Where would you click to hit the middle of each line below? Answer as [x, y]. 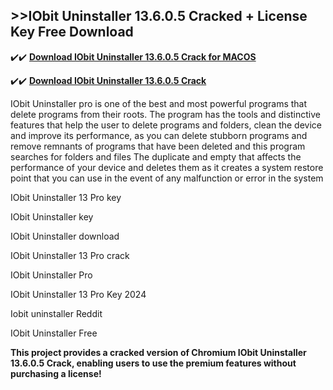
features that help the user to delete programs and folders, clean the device [166, 125]
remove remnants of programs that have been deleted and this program [158, 146]
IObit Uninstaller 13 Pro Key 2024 [78, 294]
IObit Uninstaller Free [54, 333]
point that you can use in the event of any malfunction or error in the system [167, 178]
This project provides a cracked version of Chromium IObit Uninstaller [158, 352]
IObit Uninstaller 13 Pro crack [70, 255]
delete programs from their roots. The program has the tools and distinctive [165, 114]
